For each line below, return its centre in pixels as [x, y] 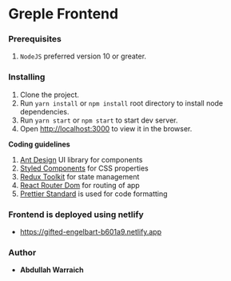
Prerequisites [35, 39]
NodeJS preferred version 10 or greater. [83, 56]
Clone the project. [50, 94]
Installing [27, 77]
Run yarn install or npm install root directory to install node [121, 103]
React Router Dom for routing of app [80, 185]
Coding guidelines [39, 144]
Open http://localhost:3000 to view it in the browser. [106, 128]
